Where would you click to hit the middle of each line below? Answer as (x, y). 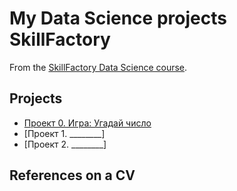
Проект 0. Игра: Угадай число (87, 123)
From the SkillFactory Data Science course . (98, 67)
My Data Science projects (118, 18)
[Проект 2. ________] (65, 144)
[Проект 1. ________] (64, 133)
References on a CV (72, 175)
